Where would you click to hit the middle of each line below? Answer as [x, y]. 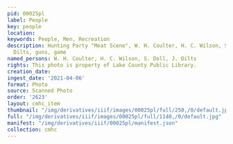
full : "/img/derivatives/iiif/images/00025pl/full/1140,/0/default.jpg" [114, 116]
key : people [24, 26]
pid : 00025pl [26, 13]
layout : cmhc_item [34, 104]
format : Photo [28, 84]
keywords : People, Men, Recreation [59, 39]
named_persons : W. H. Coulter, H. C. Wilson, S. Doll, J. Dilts [102, 59]
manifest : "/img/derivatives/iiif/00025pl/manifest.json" [93, 123]
